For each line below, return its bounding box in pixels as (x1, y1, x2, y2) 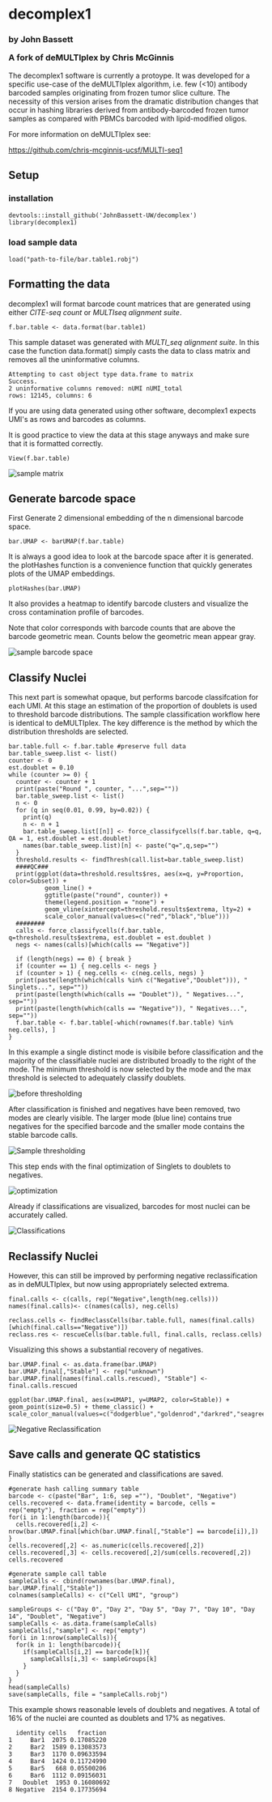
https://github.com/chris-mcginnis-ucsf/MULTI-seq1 (8, 145, 184, 155)
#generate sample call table (8, 1570, 107, 1578)
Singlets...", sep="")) (8, 983, 89, 992)
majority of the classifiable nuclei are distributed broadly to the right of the (8, 1056, 257, 1066)
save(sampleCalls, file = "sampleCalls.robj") (8, 1690, 168, 1698)
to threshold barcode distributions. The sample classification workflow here (8, 709, 261, 719)
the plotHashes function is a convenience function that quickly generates (8, 560, 253, 570)
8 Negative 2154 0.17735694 (8, 1785, 107, 1794)
